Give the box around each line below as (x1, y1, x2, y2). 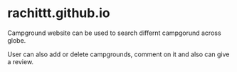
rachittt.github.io (7, 5, 110, 21)
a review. (7, 57, 34, 66)
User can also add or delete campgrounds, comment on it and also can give (7, 50, 230, 58)
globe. (7, 36, 26, 44)
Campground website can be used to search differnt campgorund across (7, 29, 222, 37)
